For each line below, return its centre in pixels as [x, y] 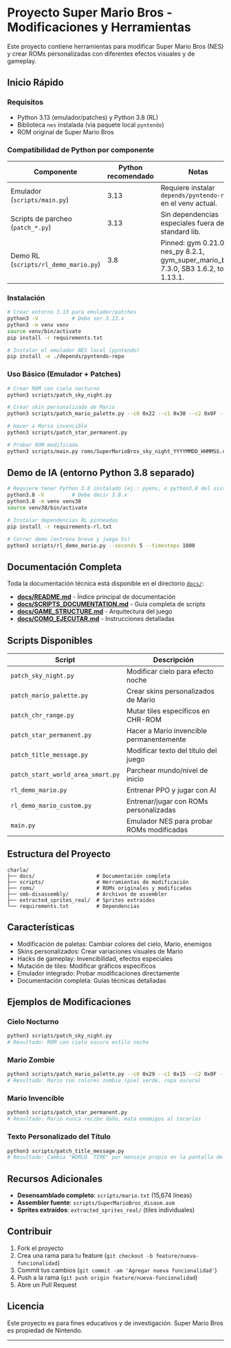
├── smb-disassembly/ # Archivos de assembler [87, 894]
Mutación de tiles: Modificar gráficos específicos [86, 966]
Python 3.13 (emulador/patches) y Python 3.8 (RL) [88, 117]
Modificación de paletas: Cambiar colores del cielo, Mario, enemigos [114, 944]
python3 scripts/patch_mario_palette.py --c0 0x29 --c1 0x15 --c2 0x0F [112, 1074]
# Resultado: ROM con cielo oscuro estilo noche [78, 1042]
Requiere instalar [188, 187]
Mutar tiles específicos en [168, 711]
